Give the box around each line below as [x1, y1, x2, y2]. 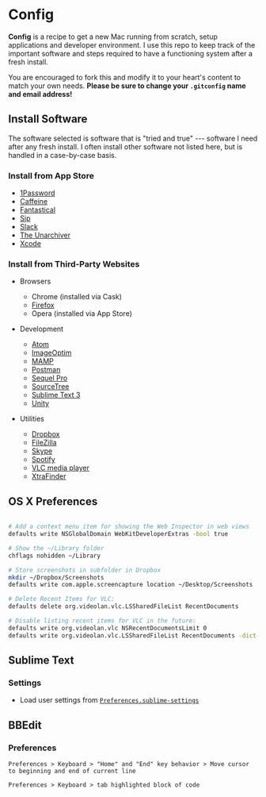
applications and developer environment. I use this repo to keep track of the [8, 40, 256, 49]
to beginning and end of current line [8, 768, 136, 776]
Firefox [31, 300, 55, 310]
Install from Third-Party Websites [8, 258, 140, 269]
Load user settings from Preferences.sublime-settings [19, 695, 199, 705]
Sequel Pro [31, 373, 68, 383]
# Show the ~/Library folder [8, 544, 104, 553]
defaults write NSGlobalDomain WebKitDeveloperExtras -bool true [8, 530, 228, 538]
